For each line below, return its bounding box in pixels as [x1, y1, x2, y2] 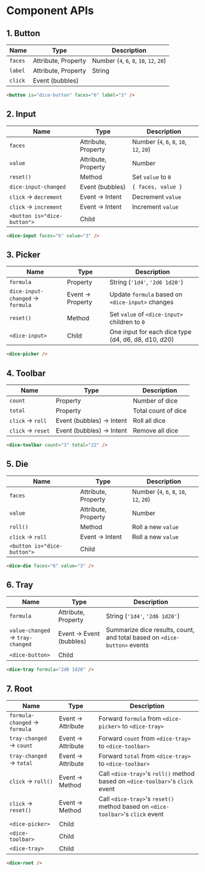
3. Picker [6, 249, 41, 260]
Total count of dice [133, 406, 187, 415]
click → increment [9, 203, 63, 211]
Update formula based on [109, 290, 183, 299]
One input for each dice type [109, 328, 192, 337]
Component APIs [6, 4, 95, 18]
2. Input [6, 109, 37, 119]
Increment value [132, 203, 179, 211]
